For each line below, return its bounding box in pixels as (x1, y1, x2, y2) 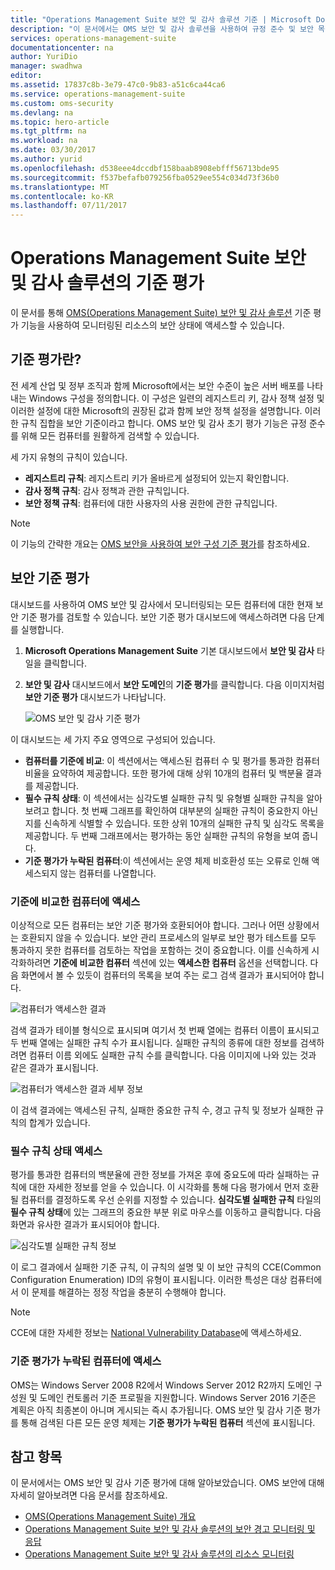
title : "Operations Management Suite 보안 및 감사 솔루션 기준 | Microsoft (10, 14, 312, 25)
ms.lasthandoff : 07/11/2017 (10, 201, 128, 211)
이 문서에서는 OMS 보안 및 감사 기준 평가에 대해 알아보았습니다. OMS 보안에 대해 (10, 1477, 325, 1489)
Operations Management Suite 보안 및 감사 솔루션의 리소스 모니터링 (24, 1548, 295, 1560)
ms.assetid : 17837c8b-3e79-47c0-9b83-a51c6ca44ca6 (10, 80, 226, 90)
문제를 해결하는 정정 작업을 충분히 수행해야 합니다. (31, 1286, 227, 1298)
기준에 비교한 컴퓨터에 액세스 (10, 894, 141, 908)
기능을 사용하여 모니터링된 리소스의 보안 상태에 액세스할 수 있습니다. (20, 319, 285, 331)
